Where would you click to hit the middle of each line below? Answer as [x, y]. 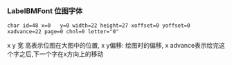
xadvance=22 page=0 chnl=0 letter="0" [63, 32]
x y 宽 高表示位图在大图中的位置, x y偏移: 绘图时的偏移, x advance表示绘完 [113, 46]
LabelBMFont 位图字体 [45, 10]
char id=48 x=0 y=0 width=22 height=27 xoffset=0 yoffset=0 [99, 26]
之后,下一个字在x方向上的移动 [61, 54]
